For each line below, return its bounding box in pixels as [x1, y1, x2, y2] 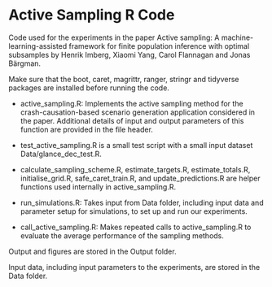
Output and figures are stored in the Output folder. [8, 246, 177, 256]
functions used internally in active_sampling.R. [20, 181, 177, 192]
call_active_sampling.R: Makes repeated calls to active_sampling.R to [20, 222, 252, 232]
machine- [221, 33, 254, 42]
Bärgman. [8, 59, 42, 68]
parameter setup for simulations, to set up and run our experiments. [20, 206, 248, 216]
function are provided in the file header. [20, 124, 153, 134]
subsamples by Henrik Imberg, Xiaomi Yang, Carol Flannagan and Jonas [8, 50, 251, 59]
